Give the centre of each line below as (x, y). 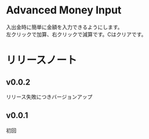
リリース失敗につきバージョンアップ (49, 96)
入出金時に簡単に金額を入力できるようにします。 (65, 27)
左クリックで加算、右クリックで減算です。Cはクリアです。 (76, 34)
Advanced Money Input (64, 10)
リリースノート (42, 60)
